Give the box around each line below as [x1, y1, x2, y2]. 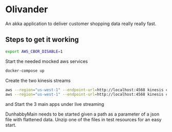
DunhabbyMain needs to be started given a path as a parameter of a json [5, 111, 160, 117]
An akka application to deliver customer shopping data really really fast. [5, 20, 157, 27]
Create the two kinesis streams [5, 77, 71, 83]
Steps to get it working [5, 35, 79, 44]
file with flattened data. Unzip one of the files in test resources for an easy [5, 117, 162, 123]
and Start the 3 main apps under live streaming [5, 101, 104, 107]
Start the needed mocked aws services [5, 58, 88, 64]
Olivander [5, 4, 48, 15]
